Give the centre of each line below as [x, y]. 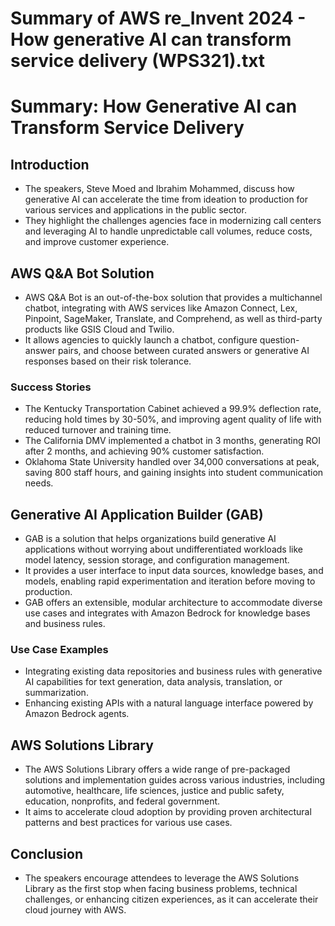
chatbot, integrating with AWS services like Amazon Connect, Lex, [161, 308]
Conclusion [47, 853]
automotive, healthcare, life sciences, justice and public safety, [154, 791]
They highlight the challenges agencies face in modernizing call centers [173, 221]
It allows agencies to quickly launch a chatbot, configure [141, 340]
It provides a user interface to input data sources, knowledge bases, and [174, 571]
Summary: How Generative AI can [154, 106]
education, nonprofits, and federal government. [122, 801]
